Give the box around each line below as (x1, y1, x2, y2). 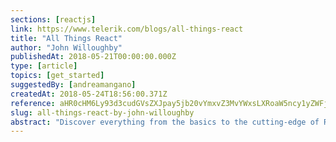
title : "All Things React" (10, 33, 123, 43)
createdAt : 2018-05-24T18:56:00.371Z (10, 89, 168, 99)
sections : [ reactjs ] (10, 14, 97, 25)
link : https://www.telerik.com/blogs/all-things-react (10, 24, 244, 34)
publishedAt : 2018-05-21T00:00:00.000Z (10, 52, 177, 62)
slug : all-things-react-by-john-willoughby (10, 107, 195, 118)
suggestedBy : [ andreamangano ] (10, 80, 137, 90)
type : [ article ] (10, 61, 78, 71)
